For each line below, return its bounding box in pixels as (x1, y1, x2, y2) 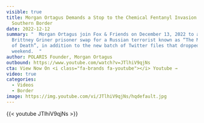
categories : (6, 76, 36, 82)
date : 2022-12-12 (6, 25, 50, 32)
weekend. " (12, 48, 42, 55)
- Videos (12, 82, 34, 88)
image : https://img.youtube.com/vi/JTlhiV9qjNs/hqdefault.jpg (6, 93, 167, 99)
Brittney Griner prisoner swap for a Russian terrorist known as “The (12, 37, 194, 43)
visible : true (6, 8, 42, 15)
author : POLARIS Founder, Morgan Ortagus (6, 54, 113, 60)
